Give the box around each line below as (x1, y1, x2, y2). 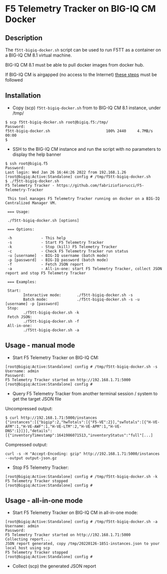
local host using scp (5, 545, 50, 551)
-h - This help (7, 235, 66, 240)
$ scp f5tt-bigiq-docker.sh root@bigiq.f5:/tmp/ (5, 120, 108, 125)
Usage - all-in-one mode (5, 496, 83, 505)
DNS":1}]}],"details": (5, 428, 52, 433)
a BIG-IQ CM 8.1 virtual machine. (5, 52, 72, 58)
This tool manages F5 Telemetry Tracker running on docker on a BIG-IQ (7, 196, 160, 201)
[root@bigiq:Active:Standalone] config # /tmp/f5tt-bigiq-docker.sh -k (5, 474, 157, 479)
